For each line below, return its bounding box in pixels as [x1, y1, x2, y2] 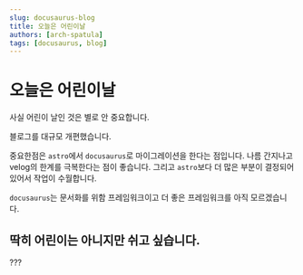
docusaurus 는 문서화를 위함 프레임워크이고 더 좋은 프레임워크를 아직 [9, 192, 249, 204]
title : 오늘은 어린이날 [9, 22, 86, 31]
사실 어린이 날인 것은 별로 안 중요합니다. [9, 112, 150, 123]
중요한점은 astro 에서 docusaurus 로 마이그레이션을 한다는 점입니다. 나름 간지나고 [9, 150, 293, 161]
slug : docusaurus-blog [9, 13, 95, 23]
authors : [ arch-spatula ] [9, 30, 103, 39]
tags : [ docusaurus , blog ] [9, 38, 107, 48]
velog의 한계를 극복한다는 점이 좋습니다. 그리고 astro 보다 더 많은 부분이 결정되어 [9, 162, 295, 173]
